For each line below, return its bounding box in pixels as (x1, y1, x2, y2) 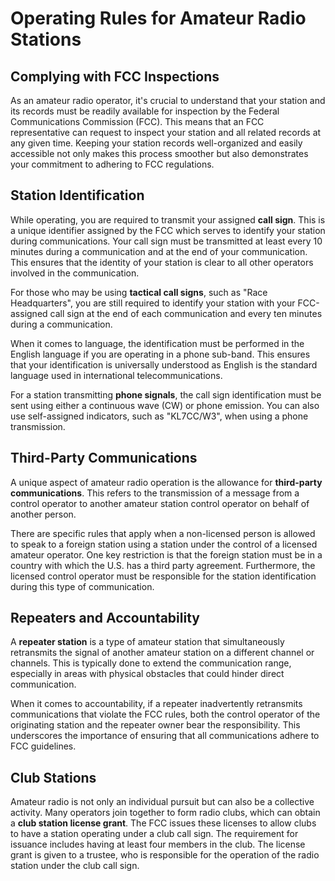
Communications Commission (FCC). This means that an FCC (10, 116, 265, 127)
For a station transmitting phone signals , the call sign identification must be (10, 388, 322, 401)
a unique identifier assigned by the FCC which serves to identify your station (10, 224, 326, 236)
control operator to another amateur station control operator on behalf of (10, 497, 310, 509)
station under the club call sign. (10, 860, 140, 872)
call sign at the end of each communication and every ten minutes (49, 307, 323, 319)
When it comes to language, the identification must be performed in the (10, 337, 305, 349)
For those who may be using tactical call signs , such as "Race (10, 286, 268, 298)
